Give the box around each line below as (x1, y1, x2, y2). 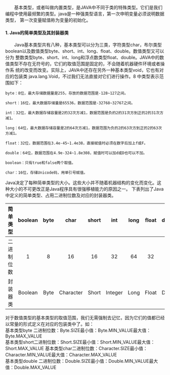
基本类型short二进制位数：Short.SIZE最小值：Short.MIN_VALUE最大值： (5, 339, 155, 345)
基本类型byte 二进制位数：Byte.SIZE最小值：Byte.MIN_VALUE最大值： (5, 327, 151, 334)
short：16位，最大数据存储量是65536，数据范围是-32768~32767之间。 (5, 101, 135, 106)
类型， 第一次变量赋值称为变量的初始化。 (5, 17, 91, 23)
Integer (106, 289, 123, 296)
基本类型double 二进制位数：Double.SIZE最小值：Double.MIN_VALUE (5, 358, 149, 364)
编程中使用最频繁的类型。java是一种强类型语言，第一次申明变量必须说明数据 (5, 11, 164, 17)
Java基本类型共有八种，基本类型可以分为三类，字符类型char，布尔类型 (14, 42, 162, 48)
